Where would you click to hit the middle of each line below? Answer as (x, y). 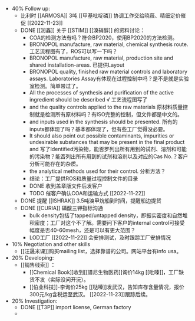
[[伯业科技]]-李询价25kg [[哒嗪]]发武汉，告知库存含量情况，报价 (107, 287)
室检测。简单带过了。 (55, 86)
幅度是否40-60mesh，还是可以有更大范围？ (82, 230)
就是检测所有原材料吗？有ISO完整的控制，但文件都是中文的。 (108, 114)
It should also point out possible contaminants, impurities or (102, 136)
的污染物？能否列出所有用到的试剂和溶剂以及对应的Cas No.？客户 (109, 156)
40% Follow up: (31, 9)
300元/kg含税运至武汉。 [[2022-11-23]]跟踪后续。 (90, 294)
